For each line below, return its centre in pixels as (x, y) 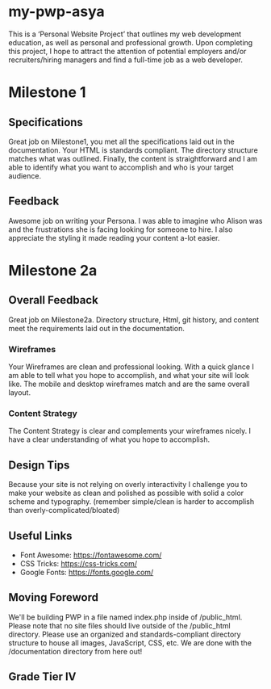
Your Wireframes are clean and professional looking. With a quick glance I (131, 367)
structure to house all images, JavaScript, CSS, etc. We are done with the (130, 643)
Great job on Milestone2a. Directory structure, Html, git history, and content (134, 319)
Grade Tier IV (42, 677)
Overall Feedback (53, 300)
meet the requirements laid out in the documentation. (97, 328)
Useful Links (40, 536)
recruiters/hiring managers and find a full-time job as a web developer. (126, 60)
